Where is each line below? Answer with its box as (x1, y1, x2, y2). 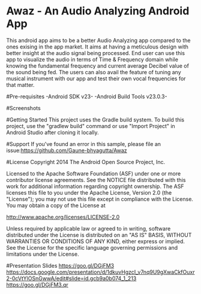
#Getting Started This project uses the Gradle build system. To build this (6, 116, 185, 123)
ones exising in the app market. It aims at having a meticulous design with (6, 43, 189, 50)
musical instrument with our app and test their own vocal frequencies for (6, 75, 186, 82)
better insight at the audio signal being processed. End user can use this (6, 49, 185, 56)
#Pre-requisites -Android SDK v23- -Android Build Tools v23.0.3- (6, 93, 167, 100)
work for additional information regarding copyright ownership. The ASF (6, 183, 184, 190)
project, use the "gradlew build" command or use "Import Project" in (6, 122, 175, 129)
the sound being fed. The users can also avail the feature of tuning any (6, 68, 181, 75)
